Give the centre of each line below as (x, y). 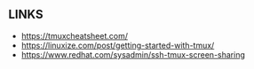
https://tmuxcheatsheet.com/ (74, 35)
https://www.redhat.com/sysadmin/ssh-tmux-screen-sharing (133, 54)
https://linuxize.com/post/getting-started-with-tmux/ (118, 45)
